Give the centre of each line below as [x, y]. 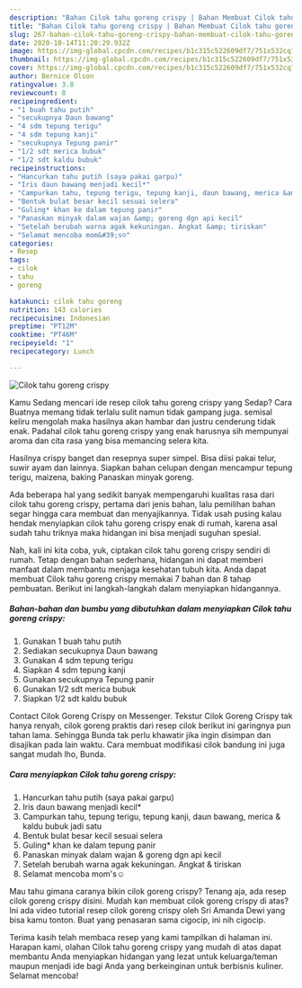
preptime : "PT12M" [44, 326]
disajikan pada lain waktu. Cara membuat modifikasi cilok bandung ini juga [147, 744]
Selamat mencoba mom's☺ [74, 874]
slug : [19, 34]
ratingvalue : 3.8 [42, 85]
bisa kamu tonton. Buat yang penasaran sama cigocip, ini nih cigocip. [138, 920]
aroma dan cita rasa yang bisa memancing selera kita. [109, 441]
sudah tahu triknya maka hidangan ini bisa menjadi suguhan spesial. [135, 532]
